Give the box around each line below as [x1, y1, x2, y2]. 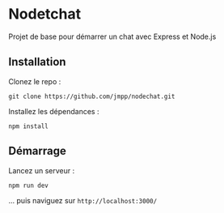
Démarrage [8, 144, 66, 158]
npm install [8, 122, 49, 130]
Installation [8, 55, 66, 69]
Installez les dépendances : [8, 106, 99, 116]
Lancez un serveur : [8, 165, 75, 175]
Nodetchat [8, 5, 82, 23]
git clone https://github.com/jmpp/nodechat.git [8, 92, 175, 100]
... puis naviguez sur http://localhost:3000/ [8, 195, 158, 205]
